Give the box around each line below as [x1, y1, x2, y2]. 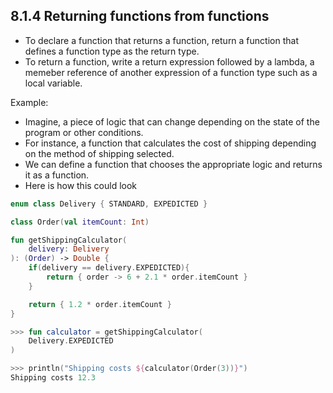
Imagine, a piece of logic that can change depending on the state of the [24, 115, 320, 128]
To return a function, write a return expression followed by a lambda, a [24, 55, 315, 68]
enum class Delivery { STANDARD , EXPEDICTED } [10, 199, 208, 209]
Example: [10, 96, 49, 108]
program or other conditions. [24, 126, 144, 138]
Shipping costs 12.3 [10, 373, 97, 383]
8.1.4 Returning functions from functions [10, 8, 270, 25]
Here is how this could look [24, 179, 138, 191]
